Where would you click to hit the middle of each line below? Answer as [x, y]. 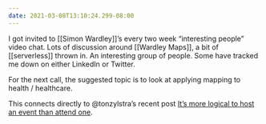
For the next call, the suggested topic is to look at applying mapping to [125, 79]
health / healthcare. [40, 88]
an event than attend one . [51, 112]
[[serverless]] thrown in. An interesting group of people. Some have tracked [133, 55]
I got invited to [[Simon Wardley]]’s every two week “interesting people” [126, 38]
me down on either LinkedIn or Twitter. [72, 64]
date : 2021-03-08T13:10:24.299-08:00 [71, 16]
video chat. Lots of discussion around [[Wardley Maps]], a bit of [113, 47]
